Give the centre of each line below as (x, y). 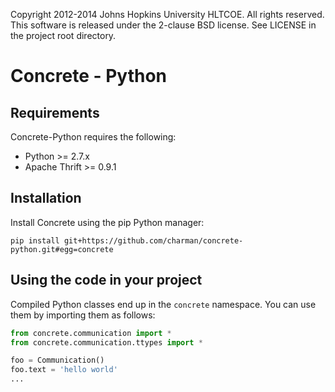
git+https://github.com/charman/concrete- (153, 240)
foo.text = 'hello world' (64, 370)
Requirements (55, 112)
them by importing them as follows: (83, 315)
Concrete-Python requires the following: (93, 137)
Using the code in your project (106, 280)
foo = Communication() (57, 360)
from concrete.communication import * (91, 333)
